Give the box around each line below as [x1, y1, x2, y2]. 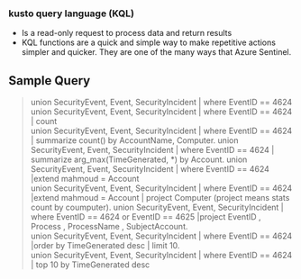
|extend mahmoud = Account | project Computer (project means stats [30, 193, 290, 203]
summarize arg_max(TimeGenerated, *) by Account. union [30, 154, 248, 165]
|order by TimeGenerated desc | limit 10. [30, 240, 180, 251]
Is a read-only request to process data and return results [21, 28, 233, 39]
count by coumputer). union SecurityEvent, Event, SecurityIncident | [30, 202, 285, 213]
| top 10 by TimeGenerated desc [30, 259, 150, 270]
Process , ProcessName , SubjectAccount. [30, 221, 188, 232]
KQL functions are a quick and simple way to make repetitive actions [21, 37, 277, 48]
